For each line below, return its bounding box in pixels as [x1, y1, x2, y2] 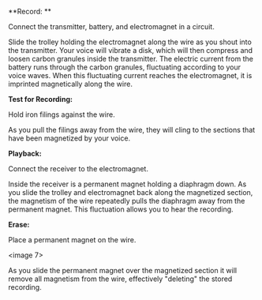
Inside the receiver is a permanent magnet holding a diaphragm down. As [8, 179, 247, 189]
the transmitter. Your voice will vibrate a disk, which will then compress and [8, 46, 253, 54]
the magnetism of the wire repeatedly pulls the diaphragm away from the [8, 197, 245, 205]
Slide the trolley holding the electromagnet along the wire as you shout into [8, 37, 253, 47]
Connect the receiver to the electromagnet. [8, 164, 148, 173]
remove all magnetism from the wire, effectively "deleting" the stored [8, 274, 233, 283]
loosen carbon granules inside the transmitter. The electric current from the [8, 54, 254, 63]
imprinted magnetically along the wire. [8, 79, 133, 88]
